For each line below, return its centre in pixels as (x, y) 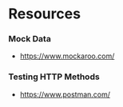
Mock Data (30, 39)
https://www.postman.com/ (65, 94)
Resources (45, 14)
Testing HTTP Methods (54, 77)
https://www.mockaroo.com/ (67, 56)
